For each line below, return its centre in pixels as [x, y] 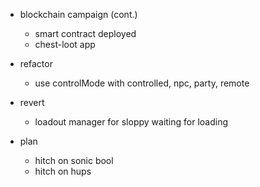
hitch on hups [63, 171]
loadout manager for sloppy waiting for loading [131, 122]
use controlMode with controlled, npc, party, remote [142, 83]
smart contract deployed [85, 33]
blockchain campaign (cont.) [78, 14]
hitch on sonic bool [74, 160]
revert [32, 102]
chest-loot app [65, 44]
